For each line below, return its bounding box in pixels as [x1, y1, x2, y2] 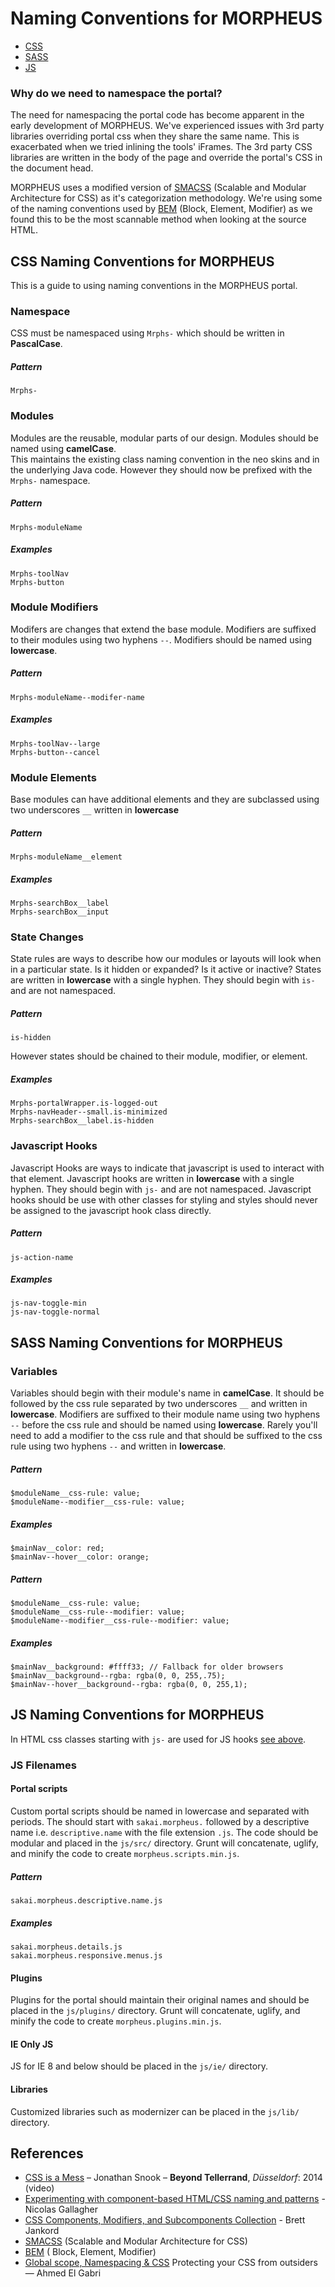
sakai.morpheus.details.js [10, 1942, 123, 1952]
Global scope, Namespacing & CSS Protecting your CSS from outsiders [24, 2257, 318, 2269]
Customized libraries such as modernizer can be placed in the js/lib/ [10, 2105, 300, 2117]
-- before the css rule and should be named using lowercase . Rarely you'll [10, 1419, 318, 1431]
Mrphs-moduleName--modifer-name [10, 692, 145, 702]
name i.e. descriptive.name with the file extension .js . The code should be [10, 1826, 319, 1838]
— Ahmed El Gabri [24, 2267, 102, 2279]
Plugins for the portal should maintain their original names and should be [10, 1994, 310, 2006]
